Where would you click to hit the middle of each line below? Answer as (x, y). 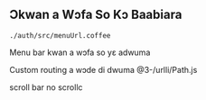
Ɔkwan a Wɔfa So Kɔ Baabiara (96, 15)
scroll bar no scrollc (46, 87)
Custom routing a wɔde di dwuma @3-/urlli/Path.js (103, 69)
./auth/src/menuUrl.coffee (60, 35)
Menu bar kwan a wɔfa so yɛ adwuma (80, 52)
